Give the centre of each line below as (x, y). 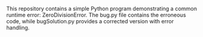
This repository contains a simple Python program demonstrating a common (102, 9)
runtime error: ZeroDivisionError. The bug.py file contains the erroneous (96, 15)
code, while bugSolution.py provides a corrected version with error (90, 21)
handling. (18, 27)
